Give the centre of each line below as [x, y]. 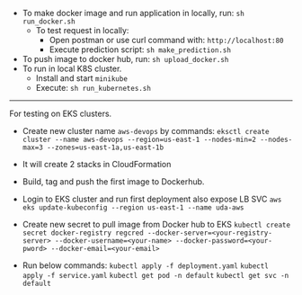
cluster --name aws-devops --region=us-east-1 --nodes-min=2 [139, 139]
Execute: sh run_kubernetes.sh [93, 88]
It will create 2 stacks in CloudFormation [97, 164]
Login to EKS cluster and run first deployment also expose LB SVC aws [152, 199]
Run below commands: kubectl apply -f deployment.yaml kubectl [146, 265]
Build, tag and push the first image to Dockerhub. [113, 182]
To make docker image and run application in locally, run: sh [133, 13]
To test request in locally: [82, 30]
